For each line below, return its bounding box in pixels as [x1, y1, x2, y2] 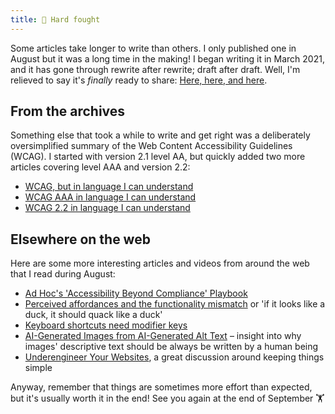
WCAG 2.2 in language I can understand [24, 202, 191, 214]
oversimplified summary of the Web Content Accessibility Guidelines [10, 140, 293, 152]
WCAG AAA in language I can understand [24, 191, 197, 203]
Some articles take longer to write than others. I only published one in [10, 42, 297, 54]
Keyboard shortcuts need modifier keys [24, 319, 188, 331]
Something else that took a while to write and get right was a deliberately [10, 129, 311, 141]
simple [24, 362, 53, 374]
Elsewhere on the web [10, 231, 151, 248]
